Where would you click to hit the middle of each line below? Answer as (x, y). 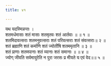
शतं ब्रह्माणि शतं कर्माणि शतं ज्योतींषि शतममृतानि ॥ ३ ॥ (49, 46)
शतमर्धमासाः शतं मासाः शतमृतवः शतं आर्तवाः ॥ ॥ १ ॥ (48, 35)
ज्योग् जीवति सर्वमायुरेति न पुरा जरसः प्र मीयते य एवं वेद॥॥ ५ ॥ (55, 57)
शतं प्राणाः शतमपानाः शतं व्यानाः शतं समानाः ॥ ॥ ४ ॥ (47, 52)
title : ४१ (16, 10)
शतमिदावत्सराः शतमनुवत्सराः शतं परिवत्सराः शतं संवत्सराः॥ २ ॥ (55, 40)
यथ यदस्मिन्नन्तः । (20, 29)
